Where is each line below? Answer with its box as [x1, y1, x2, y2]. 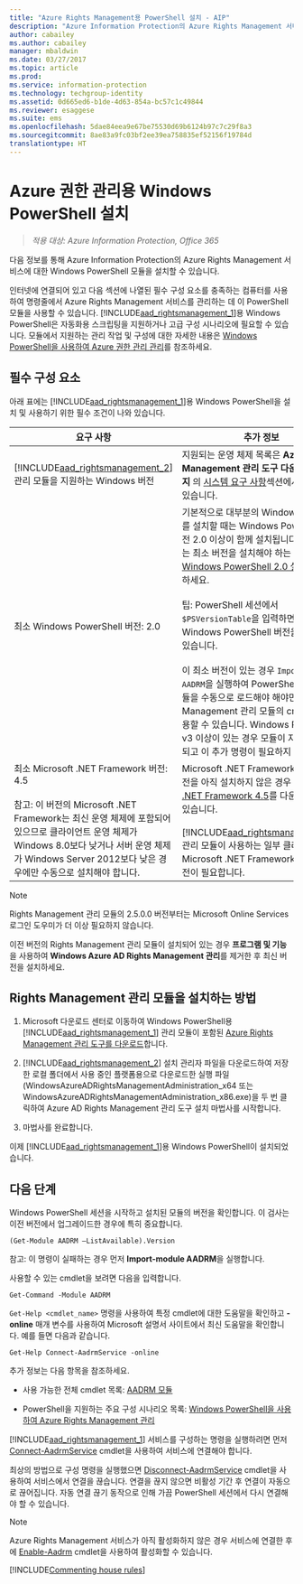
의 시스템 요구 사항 [192, 475, 267, 488]
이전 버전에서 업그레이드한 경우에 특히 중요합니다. [9, 1218, 183, 1229]
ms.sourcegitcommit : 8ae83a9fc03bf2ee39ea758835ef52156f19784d [9, 131, 252, 140]
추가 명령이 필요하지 [211, 745, 291, 758]
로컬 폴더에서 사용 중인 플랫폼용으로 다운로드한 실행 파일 [32, 1069, 230, 1080]
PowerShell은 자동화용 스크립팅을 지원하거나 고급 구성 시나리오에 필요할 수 [9, 318, 272, 330]
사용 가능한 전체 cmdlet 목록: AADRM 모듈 [22, 1384, 173, 1395]
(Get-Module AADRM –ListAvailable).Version [9, 1236, 176, 1246]
